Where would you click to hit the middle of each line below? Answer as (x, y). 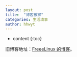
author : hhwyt (20, 24)
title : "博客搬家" (24, 15)
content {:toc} (27, 39)
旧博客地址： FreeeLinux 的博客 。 (40, 49)
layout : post (19, 10)
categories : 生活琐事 (27, 19)
